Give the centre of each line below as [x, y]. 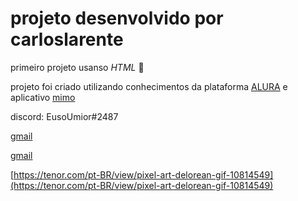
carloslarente [67, 39]
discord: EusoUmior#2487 [64, 116]
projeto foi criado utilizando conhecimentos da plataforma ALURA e [149, 86]
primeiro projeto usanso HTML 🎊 [77, 67]
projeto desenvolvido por [117, 18]
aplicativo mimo [43, 97]
